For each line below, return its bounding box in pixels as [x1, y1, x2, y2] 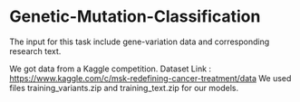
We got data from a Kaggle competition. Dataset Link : [9, 63, 211, 74]
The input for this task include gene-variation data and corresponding [9, 36, 270, 47]
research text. [9, 45, 62, 56]
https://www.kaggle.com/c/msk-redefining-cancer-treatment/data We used [9, 72, 292, 83]
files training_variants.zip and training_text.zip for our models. [9, 82, 239, 93]
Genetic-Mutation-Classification [9, 6, 261, 27]
